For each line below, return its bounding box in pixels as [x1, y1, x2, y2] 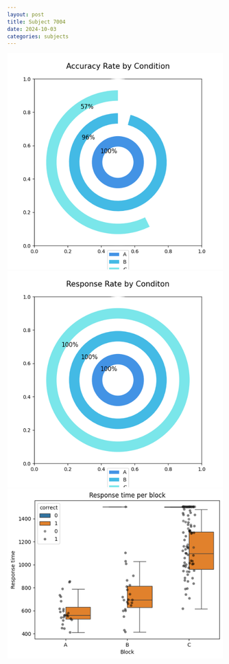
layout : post [7, 11, 45, 18]
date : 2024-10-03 [7, 25, 57, 32]
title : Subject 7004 [7, 18, 67, 25]
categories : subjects [7, 33, 69, 40]
